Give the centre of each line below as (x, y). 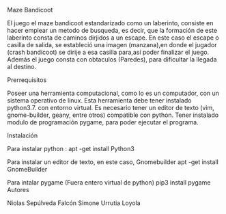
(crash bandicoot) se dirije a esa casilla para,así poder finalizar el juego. (108, 52)
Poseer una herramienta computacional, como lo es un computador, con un (113, 93)
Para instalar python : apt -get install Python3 (71, 149)
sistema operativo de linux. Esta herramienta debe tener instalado (99, 101)
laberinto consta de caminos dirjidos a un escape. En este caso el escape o (113, 38)
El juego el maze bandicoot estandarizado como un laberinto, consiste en (110, 23)
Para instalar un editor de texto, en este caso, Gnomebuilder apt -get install (113, 162)
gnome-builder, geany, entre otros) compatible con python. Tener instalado (113, 115)
